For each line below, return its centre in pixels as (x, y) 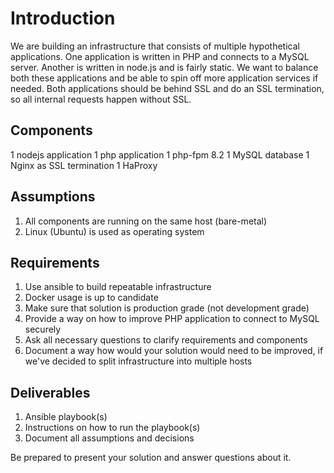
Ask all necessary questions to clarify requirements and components (166, 340)
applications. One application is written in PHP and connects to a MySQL (160, 56)
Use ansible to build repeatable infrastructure (118, 287)
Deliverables (50, 392)
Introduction (63, 18)
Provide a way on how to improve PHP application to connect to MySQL (172, 319)
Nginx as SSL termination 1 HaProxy (84, 165)
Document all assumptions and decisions (109, 438)
